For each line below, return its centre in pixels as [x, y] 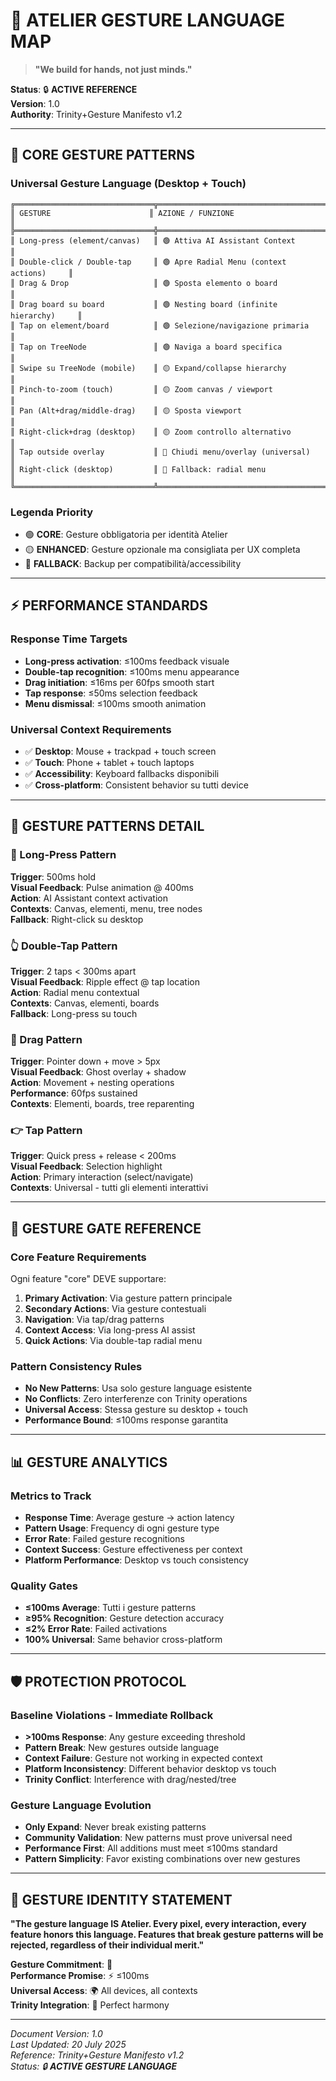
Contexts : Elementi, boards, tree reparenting [102, 1104]
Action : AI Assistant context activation [89, 898]
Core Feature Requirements [78, 1257]
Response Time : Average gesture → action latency [129, 1518]
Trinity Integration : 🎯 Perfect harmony [90, 2005]
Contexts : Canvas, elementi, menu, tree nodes [106, 908]
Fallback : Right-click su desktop [77, 919]
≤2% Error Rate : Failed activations [96, 1629]
